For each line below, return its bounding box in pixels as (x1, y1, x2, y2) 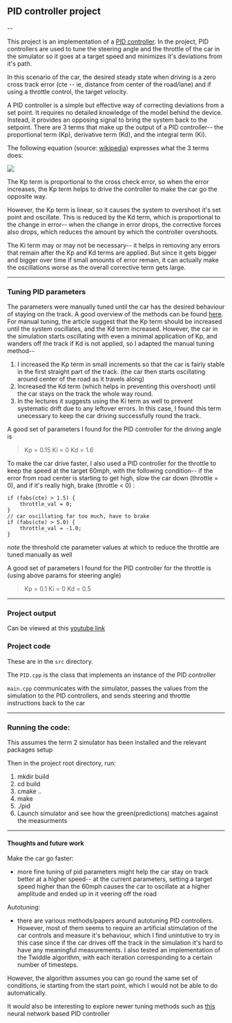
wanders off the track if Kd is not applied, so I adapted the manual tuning (7, 339, 215, 348)
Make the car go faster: (7, 854, 74, 862)
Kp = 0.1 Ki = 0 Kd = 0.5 (23, 585, 91, 593)
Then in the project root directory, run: (7, 759, 116, 767)
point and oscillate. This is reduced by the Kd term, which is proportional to (7, 212, 221, 221)
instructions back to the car (7, 698, 86, 707)
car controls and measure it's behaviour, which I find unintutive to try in (17, 931, 220, 940)
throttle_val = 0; (19, 501, 72, 508)
